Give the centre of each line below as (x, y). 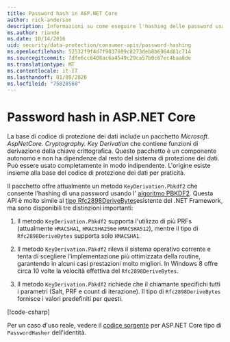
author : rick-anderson (39, 20)
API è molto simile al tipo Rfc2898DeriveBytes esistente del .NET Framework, (115, 201)
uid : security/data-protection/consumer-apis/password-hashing (99, 45)
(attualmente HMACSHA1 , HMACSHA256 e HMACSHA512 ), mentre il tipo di (107, 229)
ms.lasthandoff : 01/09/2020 (47, 77)
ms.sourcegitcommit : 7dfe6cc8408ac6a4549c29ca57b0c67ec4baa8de (99, 58)
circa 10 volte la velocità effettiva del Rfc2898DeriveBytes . (98, 271)
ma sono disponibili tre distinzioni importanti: (70, 208)
